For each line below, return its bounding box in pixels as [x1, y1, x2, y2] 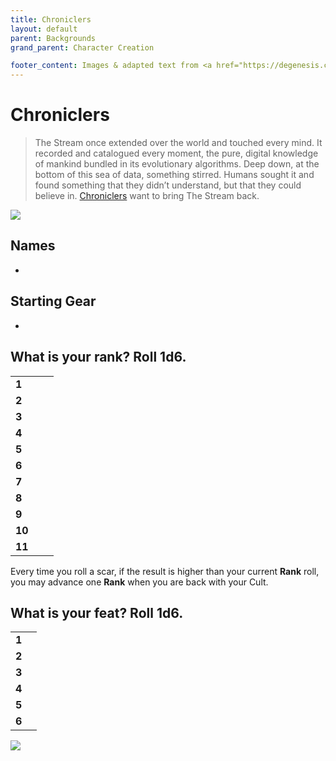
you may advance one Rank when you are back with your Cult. [10, 576, 269, 588]
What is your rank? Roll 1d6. [10, 349, 187, 366]
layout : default [10, 24, 78, 34]
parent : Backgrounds [10, 33, 97, 43]
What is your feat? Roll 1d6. [10, 604, 184, 621]
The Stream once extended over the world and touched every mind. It [34, 137, 323, 149]
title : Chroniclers [10, 14, 92, 25]
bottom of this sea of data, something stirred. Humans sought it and [34, 169, 315, 181]
